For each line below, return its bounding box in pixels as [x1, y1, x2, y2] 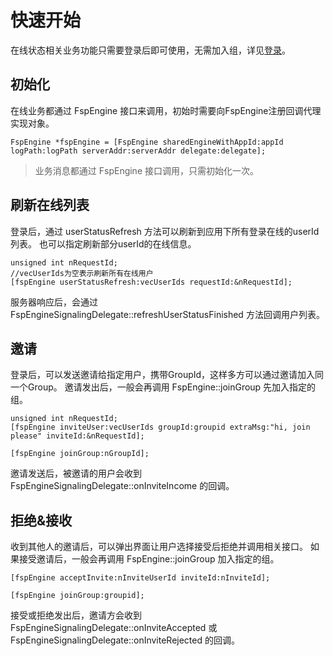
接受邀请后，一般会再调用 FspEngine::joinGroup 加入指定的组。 [18, 553, 280, 565]
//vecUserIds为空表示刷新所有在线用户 [10, 268, 154, 278]
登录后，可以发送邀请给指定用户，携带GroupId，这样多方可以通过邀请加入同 [10, 369, 325, 381]
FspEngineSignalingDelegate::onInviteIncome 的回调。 [10, 480, 235, 492]
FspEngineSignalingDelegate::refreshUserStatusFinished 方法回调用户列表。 [10, 308, 325, 320]
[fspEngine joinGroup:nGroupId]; [10, 449, 150, 459]
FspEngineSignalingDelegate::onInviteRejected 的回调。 [10, 634, 240, 646]
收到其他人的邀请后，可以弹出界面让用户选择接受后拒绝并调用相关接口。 [10, 541, 308, 553]
